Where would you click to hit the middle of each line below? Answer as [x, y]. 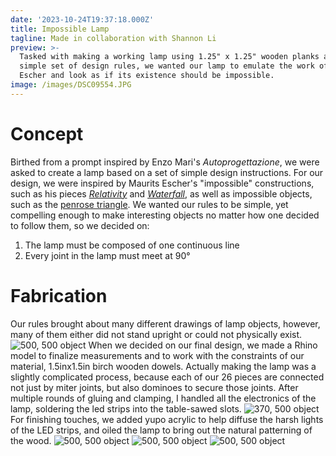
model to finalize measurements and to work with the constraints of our [157, 355]
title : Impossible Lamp [60, 29]
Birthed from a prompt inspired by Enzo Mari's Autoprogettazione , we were [165, 162]
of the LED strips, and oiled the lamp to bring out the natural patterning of [161, 430]
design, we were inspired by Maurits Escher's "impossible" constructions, [162, 183]
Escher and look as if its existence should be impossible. [147, 76]
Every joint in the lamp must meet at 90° [107, 255]
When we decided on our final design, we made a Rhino [203, 345]
